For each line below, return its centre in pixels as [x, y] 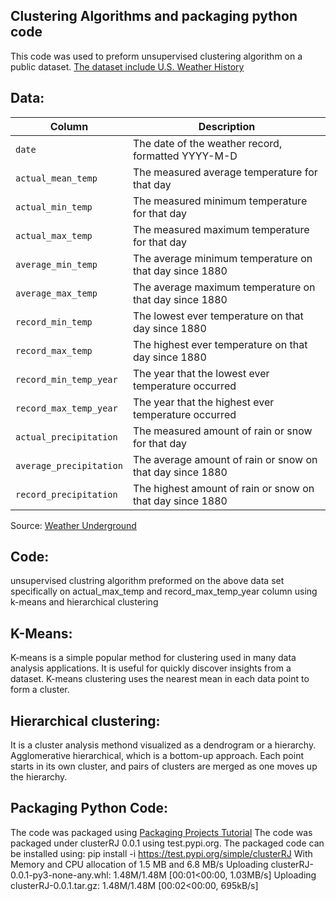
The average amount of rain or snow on [225, 459]
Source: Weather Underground [73, 525]
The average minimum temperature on [222, 258]
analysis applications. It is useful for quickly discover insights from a [151, 668]
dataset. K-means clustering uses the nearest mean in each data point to [160, 679]
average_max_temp [56, 293]
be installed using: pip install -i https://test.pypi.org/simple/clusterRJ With [161, 853]
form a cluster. [40, 690]
